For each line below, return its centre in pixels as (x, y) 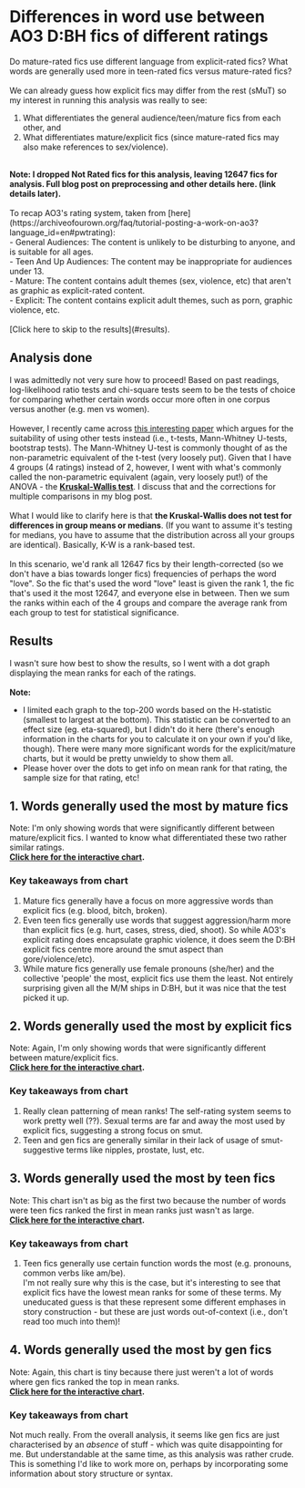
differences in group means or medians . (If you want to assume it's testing (151, 525)
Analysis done (51, 358)
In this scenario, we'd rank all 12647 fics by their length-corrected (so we (147, 563)
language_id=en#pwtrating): (62, 232)
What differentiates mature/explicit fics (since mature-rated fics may (151, 137)
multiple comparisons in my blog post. (81, 496)
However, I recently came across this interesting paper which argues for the (152, 428)
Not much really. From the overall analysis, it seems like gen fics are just (145, 1435)
